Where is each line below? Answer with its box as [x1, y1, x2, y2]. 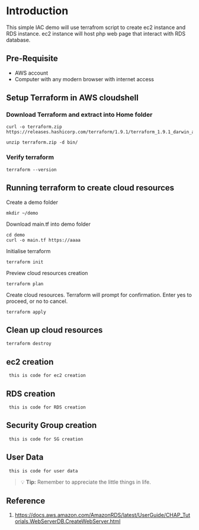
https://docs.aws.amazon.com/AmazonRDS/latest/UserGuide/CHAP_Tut [14, 512, 191, 519]
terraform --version [6, 167, 57, 173]
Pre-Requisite [6, 53, 58, 63]
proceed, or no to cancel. [6, 298, 68, 305]
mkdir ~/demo [6, 210, 38, 216]
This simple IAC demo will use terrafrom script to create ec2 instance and [6, 24, 186, 31]
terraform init [6, 259, 44, 265]
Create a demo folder [6, 199, 58, 206]
